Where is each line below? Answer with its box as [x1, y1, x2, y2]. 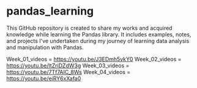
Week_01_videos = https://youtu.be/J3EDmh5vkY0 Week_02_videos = [6, 55, 182, 63]
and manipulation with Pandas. [6, 44, 84, 51]
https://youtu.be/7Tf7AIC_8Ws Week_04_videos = [6, 68, 131, 75]
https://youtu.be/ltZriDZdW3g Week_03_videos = [6, 62, 130, 69]
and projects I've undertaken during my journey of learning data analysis [6, 37, 190, 44]
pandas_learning [6, 4, 94, 18]
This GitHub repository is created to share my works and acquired [6, 24, 173, 32]
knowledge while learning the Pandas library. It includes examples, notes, [6, 30, 191, 38]
